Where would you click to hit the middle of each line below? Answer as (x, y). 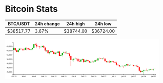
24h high (76, 24)
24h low (103, 24)
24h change (47, 24)
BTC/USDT (19, 24)
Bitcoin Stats (31, 9)
